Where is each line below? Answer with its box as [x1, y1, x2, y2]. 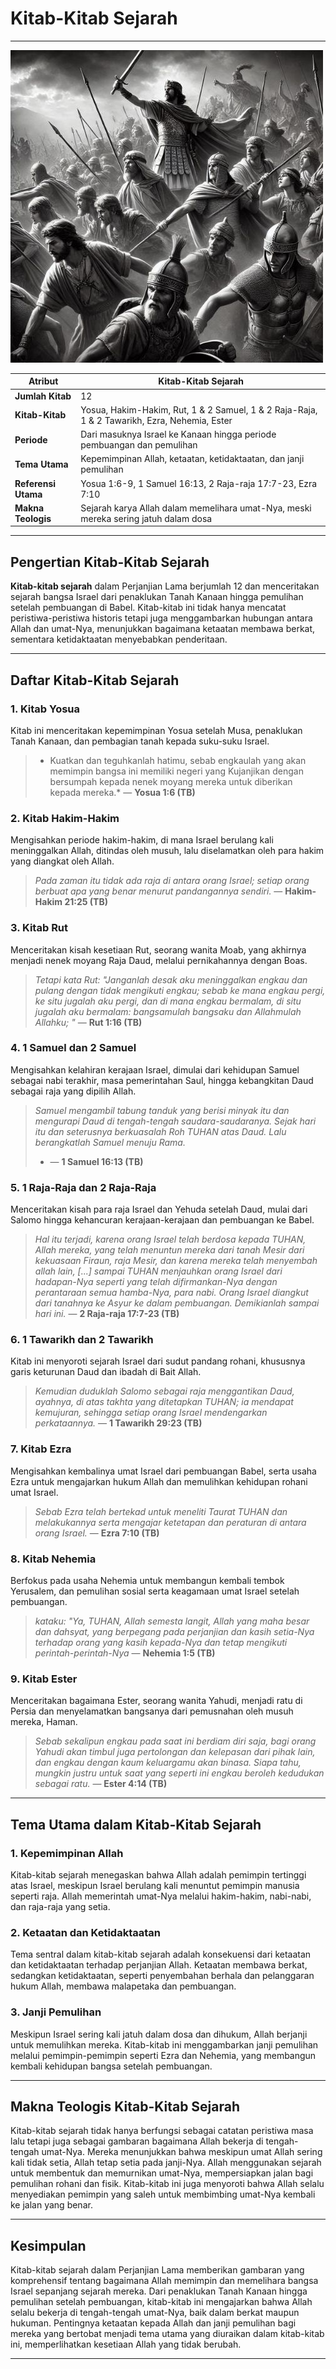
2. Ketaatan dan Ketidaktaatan [10, 1925, 161, 1939]
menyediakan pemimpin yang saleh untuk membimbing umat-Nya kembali [10, 2188, 316, 2201]
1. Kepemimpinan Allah [10, 1846, 124, 1860]
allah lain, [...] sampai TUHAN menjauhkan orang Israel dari [34, 1265, 283, 1277]
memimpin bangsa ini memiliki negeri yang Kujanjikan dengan [49, 765, 304, 777]
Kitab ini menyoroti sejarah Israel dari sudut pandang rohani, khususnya [10, 1355, 306, 1367]
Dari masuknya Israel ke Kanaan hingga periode [80, 428, 277, 441]
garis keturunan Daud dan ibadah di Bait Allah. [10, 1366, 202, 1378]
